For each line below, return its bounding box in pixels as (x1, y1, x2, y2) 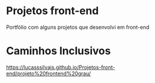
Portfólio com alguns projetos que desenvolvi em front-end (6, 24, 150, 31)
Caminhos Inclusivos (6, 44, 111, 58)
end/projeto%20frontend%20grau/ (6, 69, 91, 77)
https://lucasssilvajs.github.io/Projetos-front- (6, 64, 116, 71)
